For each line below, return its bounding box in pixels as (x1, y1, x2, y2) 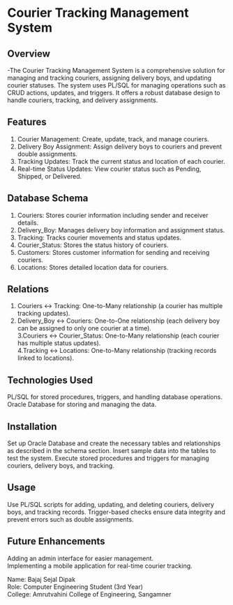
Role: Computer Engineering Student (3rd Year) (7, 583, 143, 591)
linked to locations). (17, 354, 75, 362)
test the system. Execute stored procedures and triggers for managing (7, 454, 209, 463)
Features (7, 116, 47, 128)
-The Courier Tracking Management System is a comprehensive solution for (7, 67, 225, 74)
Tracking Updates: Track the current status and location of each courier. (17, 157, 225, 165)
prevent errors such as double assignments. (7, 515, 134, 523)
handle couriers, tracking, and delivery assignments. (7, 96, 158, 104)
